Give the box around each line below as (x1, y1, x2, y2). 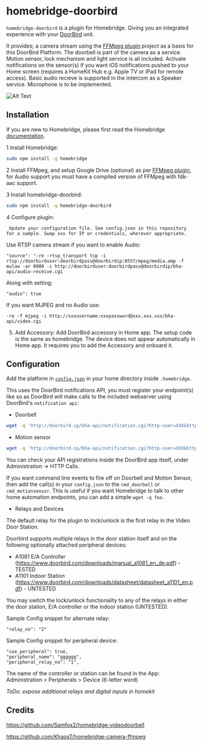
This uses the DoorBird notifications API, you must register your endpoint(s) (6, 387, 194, 394)
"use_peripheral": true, (6, 649, 69, 655)
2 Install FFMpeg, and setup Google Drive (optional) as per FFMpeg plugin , (6, 166, 192, 174)
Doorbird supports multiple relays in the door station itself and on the (6, 535, 177, 542)
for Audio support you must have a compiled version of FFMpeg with (6, 173, 177, 180)
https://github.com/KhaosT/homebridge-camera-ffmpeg (6, 733, 146, 740)
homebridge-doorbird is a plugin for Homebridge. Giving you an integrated (6, 24, 189, 31)
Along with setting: (6, 279, 53, 286)
